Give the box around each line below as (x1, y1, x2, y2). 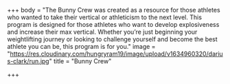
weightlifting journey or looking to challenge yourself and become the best (7, 35, 218, 43)
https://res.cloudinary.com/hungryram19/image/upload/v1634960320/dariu (10, 50, 223, 58)
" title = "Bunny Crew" (49, 57, 112, 65)
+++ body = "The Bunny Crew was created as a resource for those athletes (7, 6, 221, 14)
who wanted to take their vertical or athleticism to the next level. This (7, 13, 203, 21)
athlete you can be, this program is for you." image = (7, 43, 156, 50)
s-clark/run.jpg (7, 57, 49, 65)
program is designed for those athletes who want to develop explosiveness (7, 21, 220, 28)
